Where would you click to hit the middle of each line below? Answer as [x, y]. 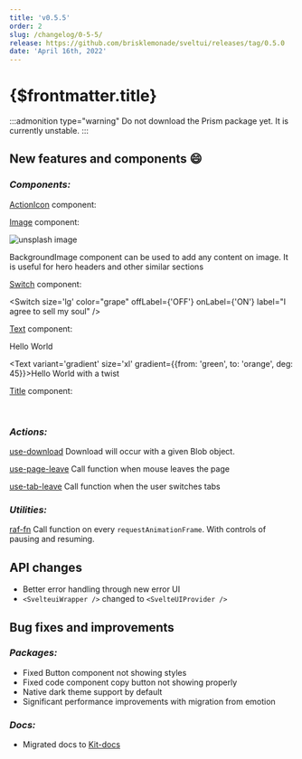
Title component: [41, 390]
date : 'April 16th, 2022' [58, 52]
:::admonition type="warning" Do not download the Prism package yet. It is [149, 121]
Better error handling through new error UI [101, 589]
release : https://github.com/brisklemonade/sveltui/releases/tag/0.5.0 [147, 43]
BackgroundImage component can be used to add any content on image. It [149, 257]
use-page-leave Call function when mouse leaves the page [120, 469]
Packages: [33, 653]
